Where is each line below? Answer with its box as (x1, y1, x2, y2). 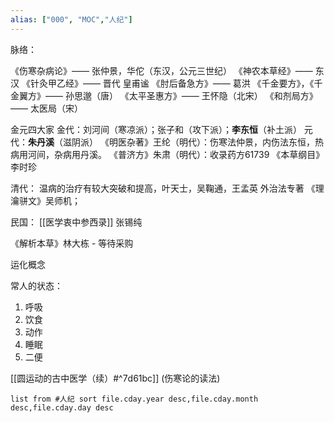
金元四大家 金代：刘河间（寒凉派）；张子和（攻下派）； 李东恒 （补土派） (10, 123, 302, 135)
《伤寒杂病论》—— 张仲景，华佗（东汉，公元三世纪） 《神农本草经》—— (10, 64, 313, 76)
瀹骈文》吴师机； (10, 194, 81, 206)
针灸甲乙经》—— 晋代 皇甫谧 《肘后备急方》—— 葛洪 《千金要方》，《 (29, 77, 315, 89)
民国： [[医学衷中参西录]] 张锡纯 (10, 216, 143, 228)
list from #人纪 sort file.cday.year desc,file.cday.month (10, 394, 259, 404)
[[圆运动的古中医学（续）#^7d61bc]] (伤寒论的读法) (10, 372, 221, 384)
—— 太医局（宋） (10, 102, 83, 114)
